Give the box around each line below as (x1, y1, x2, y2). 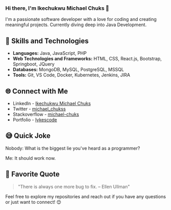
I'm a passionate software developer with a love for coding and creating (5, 16, 157, 23)
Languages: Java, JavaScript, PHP (12, 50, 87, 56)
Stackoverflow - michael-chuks (12, 111, 79, 117)
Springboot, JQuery (12, 61, 55, 67)
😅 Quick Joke (5, 132, 51, 140)
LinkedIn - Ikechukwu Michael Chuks (12, 100, 91, 107)
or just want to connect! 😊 (5, 199, 61, 205)
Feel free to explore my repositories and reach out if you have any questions (5, 193, 166, 199)
